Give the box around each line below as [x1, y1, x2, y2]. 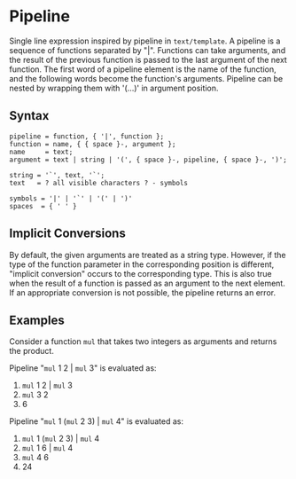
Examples [9, 312, 65, 327]
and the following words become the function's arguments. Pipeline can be [9, 73, 284, 83]
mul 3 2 [21, 389, 49, 400]
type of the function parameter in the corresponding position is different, [9, 259, 275, 270]
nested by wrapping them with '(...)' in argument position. [9, 82, 219, 93]
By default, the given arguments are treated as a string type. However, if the [9, 249, 286, 260]
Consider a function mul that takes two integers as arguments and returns [9, 336, 277, 347]
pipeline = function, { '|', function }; [9, 131, 165, 141]
